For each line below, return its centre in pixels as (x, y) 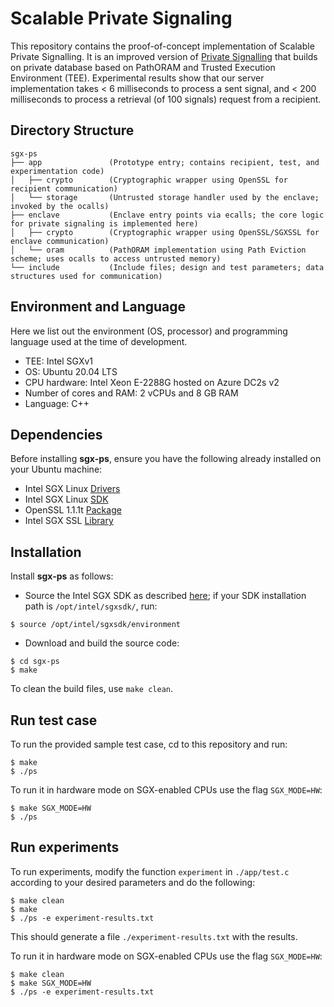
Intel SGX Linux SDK (66, 499)
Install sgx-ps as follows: (62, 576)
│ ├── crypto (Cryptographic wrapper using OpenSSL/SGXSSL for (165, 232)
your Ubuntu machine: (56, 469)
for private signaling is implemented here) (104, 223)
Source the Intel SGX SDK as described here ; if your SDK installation (165, 596)
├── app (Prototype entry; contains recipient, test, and (165, 162)
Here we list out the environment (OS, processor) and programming (149, 331)
